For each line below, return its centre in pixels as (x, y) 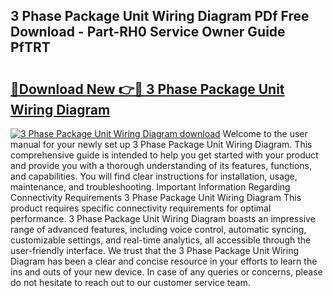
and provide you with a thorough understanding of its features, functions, (161, 165)
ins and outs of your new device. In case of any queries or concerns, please (166, 272)
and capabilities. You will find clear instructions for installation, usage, (154, 176)
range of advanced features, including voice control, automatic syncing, (158, 229)
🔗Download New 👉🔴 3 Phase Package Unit (147, 89)
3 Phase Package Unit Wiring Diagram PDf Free (160, 16)
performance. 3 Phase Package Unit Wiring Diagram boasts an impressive (163, 218)
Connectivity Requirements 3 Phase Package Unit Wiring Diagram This (156, 197)
